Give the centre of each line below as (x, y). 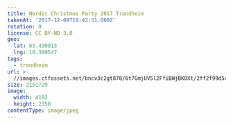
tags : (15, 59)
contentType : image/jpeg (43, 110)
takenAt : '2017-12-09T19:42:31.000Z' (62, 20)
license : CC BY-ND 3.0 (40, 33)
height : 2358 (32, 104)
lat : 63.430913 (35, 46)
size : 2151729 (28, 85)
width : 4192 (31, 98)
